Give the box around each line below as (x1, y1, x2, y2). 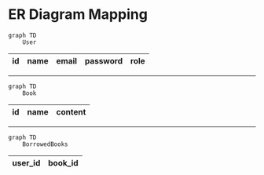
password (84, 55, 123, 66)
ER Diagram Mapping (8, 5, 148, 24)
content (56, 106, 86, 117)
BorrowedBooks (22, 140, 68, 148)
